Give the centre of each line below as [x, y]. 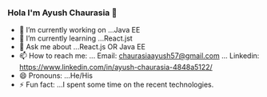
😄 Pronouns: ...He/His [56, 76]
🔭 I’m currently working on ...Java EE [80, 30]
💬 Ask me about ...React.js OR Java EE [82, 47]
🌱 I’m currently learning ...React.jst [76, 38]
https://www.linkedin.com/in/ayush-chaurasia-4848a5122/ [116, 68]
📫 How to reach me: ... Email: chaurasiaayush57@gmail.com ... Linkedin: [139, 56]
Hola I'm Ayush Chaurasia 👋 [62, 13]
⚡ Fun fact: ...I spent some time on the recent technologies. [116, 85]
